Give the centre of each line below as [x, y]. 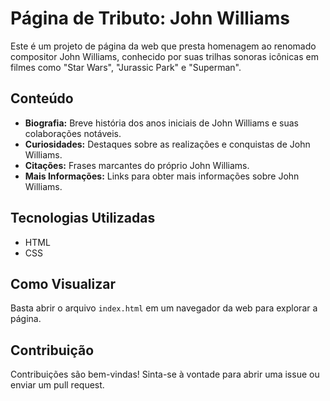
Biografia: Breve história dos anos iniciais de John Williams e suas [161, 123]
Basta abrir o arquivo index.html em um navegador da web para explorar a [164, 308]
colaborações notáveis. [73, 133]
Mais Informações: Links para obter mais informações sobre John [162, 176]
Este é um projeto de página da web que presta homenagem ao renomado [163, 46]
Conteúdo [42, 98]
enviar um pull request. [57, 385]
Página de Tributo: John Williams [150, 18]
